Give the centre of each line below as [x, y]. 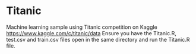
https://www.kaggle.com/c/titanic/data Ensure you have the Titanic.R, [91, 33]
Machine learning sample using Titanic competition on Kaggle [82, 27]
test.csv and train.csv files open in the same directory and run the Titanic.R [98, 39]
